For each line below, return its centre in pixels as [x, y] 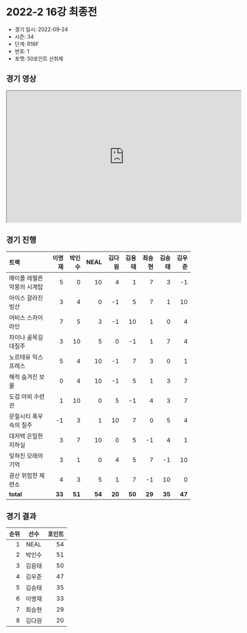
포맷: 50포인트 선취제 [39, 59]
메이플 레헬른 [26, 278]
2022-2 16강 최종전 [52, 12]
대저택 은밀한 [26, 436]
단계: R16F [27, 44]
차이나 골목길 [26, 337]
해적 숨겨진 [23, 377]
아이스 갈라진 [26, 298]
